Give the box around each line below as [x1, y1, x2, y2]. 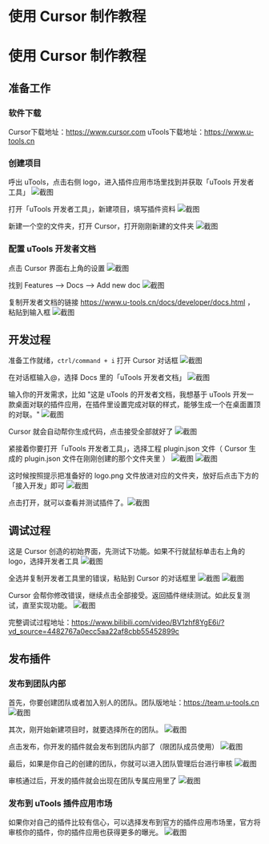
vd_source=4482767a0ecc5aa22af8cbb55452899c [8, 627, 180, 636]
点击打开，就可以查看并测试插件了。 [8, 498, 128, 507]
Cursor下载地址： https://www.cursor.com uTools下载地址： [8, 127, 205, 137]
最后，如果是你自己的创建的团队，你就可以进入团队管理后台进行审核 [8, 758, 233, 768]
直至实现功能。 [22, 600, 72, 610]
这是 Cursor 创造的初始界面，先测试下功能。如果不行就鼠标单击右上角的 [8, 547, 246, 556]
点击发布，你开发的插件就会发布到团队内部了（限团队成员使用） [8, 741, 219, 751]
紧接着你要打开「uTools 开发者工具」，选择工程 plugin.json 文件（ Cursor [8, 444, 247, 454]
